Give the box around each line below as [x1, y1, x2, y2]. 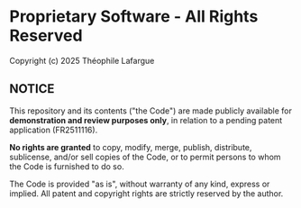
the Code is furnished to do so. [9, 160, 124, 172]
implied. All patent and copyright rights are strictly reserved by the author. [9, 187, 284, 199]
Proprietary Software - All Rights [9, 6, 259, 27]
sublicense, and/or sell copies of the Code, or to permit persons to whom [9, 151, 281, 162]
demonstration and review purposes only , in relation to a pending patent [9, 114, 283, 125]
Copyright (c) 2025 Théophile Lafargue [9, 55, 155, 66]
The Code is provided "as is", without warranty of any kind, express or [9, 178, 270, 189]
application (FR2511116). [9, 124, 98, 135]
